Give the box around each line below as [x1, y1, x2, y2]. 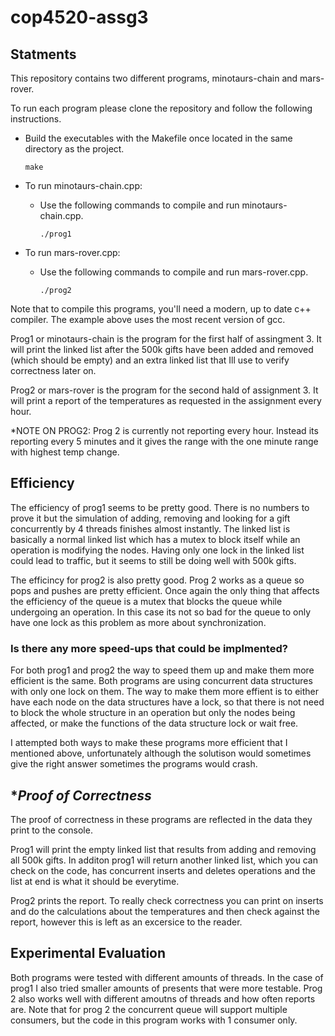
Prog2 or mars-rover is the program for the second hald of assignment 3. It [10, 384, 319, 396]
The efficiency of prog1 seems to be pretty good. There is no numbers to [10, 501, 310, 513]
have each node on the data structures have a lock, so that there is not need [10, 696, 325, 708]
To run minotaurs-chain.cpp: [24, 180, 143, 191]
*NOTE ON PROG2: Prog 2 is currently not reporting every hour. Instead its [10, 425, 319, 436]
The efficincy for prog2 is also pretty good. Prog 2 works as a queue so [10, 574, 305, 586]
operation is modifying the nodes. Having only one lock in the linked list [10, 544, 305, 556]
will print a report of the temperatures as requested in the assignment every [10, 395, 322, 406]
